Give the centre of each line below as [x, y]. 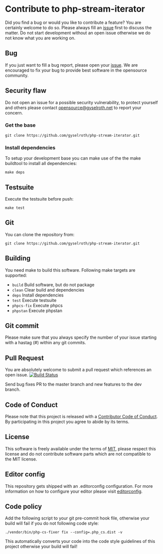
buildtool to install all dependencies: [41, 164]
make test [15, 208]
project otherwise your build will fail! [41, 547]
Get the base [20, 125]
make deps [15, 172]
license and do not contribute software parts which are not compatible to [78, 454]
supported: [16, 275]
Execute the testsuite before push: [39, 199]
